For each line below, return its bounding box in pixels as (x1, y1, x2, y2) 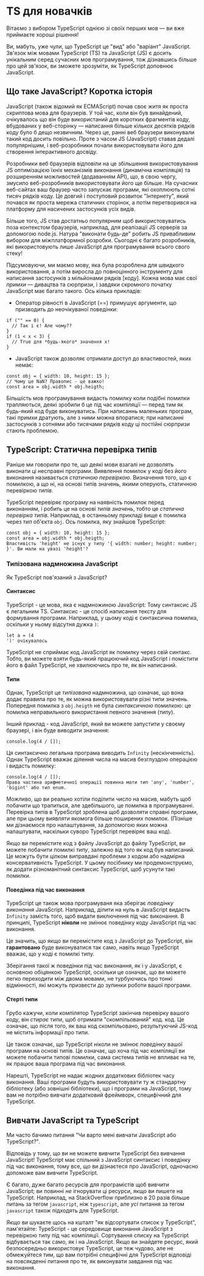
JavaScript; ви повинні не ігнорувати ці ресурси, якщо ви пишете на (6, 1188, 183, 1195)
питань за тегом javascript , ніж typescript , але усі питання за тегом (6, 1200, 185, 1208)
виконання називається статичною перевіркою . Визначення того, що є (6, 474, 192, 481)
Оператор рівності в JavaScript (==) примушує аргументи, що (15, 299, 177, 306)
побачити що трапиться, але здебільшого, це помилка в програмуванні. (6, 802, 194, 809)
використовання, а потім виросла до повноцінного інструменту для (6, 267, 183, 275)
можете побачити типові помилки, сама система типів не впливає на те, (6, 1053, 196, 1061)
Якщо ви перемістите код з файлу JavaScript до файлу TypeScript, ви (6, 840, 186, 847)
